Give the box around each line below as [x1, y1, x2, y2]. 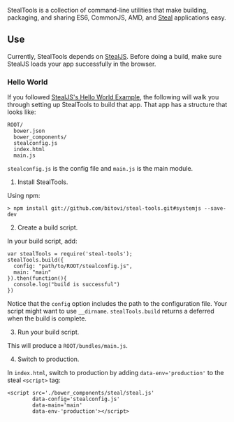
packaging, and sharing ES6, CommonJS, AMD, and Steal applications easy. [7, 13, 226, 22]
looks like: [7, 108, 36, 116]
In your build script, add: [7, 237, 78, 246]
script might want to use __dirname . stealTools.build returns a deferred [7, 307, 214, 316]
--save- [204, 205, 227, 212]
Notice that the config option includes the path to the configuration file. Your [7, 300, 228, 308]
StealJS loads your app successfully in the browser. [7, 59, 156, 68]
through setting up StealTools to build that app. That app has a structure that [7, 101, 228, 109]
